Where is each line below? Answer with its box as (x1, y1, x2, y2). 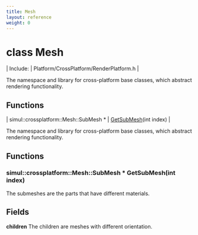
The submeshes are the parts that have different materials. (6, 190, 150, 197)
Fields (6, 207, 30, 217)
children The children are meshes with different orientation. (6, 223, 153, 230)
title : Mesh (6, 8, 36, 15)
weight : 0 (6, 20, 31, 26)
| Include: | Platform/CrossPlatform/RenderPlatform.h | (6, 65, 139, 72)
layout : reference (6, 14, 52, 20)
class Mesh (6, 45, 64, 59)
